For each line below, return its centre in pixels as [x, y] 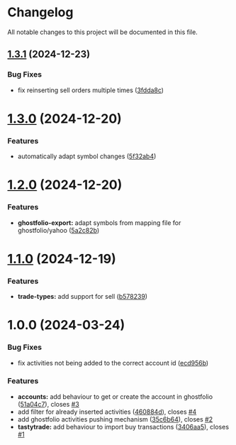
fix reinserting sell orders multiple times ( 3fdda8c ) [91, 90]
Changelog [40, 12]
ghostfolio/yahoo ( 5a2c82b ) [58, 230]
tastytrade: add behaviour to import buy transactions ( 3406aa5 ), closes [123, 427]
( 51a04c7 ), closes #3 [48, 404]
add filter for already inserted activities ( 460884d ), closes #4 [107, 412]
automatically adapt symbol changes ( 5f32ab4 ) [87, 156]
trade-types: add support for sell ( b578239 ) [82, 297]
